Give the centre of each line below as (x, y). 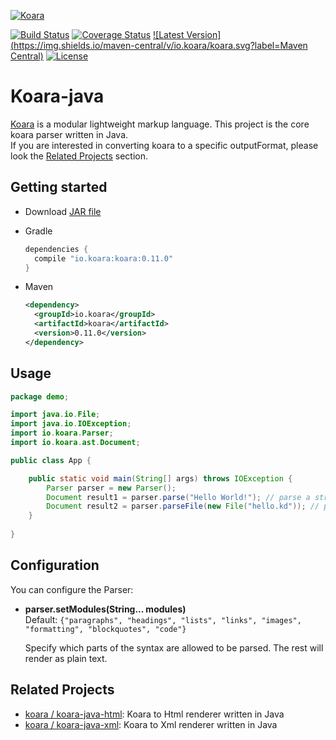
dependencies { (56, 249)
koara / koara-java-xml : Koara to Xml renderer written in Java (151, 724)
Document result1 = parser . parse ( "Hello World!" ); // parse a (178, 497)
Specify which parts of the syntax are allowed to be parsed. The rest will (174, 647)
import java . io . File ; (55, 415)
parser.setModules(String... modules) (105, 609)
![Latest (169, 34)
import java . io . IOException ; (71, 424)
